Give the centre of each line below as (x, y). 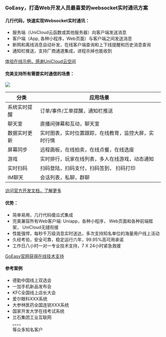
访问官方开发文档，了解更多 (33, 190)
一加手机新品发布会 (32, 286)
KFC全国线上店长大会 (34, 293)
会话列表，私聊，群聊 (65, 178)
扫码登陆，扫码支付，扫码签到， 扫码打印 (88, 168)
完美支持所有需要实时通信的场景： (40, 74)
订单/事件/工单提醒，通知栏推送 (77, 111)
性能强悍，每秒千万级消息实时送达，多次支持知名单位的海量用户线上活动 (86, 233)
